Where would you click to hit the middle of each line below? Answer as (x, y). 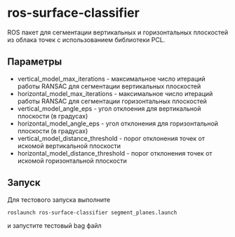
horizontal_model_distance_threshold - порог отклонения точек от (115, 153)
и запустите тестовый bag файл (54, 225)
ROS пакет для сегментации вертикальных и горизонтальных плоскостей (118, 32)
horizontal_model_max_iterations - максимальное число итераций (115, 93)
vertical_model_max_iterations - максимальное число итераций (111, 79)
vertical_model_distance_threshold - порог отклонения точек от (111, 138)
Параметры (35, 62)
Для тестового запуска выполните (59, 199)
